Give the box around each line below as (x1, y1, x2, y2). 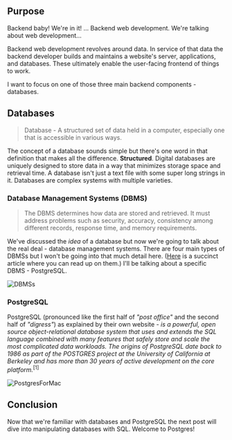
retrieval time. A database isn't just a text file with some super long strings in (7, 169, 225, 177)
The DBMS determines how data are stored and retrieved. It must (24, 209, 211, 217)
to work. (7, 66, 31, 75)
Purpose (7, 6, 45, 17)
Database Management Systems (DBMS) (7, 193, 148, 203)
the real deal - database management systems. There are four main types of (7, 244, 225, 253)
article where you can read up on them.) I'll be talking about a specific (7, 259, 207, 267)
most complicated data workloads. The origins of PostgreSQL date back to (7, 342, 222, 351)
